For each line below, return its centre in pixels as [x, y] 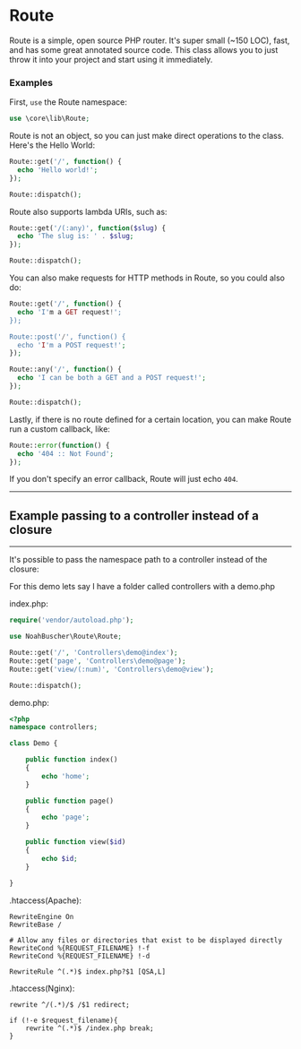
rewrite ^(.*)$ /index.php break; [90, 1028]
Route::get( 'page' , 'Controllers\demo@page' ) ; [98, 661]
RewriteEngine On [42, 916]
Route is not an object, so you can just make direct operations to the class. [147, 136]
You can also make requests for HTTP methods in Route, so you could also [147, 278]
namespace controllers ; [54, 727]
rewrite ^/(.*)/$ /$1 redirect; [69, 1004]
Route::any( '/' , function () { [66, 370]
